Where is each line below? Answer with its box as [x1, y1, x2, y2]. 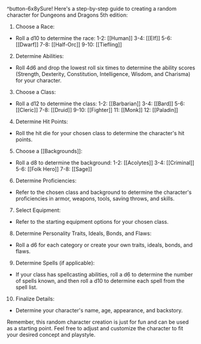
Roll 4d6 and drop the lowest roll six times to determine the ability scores [15, 64, 196, 71]
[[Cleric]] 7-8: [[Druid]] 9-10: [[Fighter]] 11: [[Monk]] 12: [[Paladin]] [15, 106, 178, 113]
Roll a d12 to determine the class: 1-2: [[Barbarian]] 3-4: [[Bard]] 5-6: [15, 100, 185, 107]
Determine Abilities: [15, 53, 65, 59]
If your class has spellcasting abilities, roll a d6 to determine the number [15, 271, 193, 278]
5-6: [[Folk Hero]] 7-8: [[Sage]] [15, 166, 92, 172]
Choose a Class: [15, 89, 56, 95]
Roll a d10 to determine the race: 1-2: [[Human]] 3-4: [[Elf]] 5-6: [15, 35, 172, 41]
